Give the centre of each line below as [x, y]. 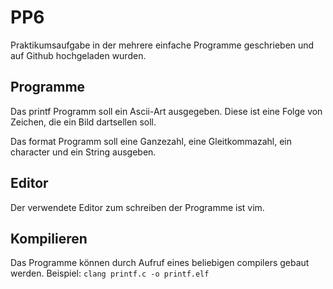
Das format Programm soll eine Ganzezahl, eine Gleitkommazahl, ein [151, 141]
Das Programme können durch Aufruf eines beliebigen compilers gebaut [160, 263]
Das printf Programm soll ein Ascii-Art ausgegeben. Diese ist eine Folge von [166, 111]
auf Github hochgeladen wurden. [78, 55]
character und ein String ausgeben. [83, 152]
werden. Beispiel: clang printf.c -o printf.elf [110, 273]
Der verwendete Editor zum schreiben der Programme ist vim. [137, 207]
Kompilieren [49, 238]
